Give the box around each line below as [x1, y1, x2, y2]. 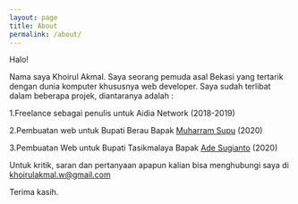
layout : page [9, 13, 58, 22]
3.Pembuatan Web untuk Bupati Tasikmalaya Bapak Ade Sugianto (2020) [9, 142, 278, 153]
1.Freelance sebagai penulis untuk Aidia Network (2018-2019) [9, 108, 235, 119]
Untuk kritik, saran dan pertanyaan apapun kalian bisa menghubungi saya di [9, 160, 289, 171]
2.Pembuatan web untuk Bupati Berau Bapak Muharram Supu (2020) [9, 125, 263, 136]
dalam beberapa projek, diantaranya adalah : [9, 90, 175, 101]
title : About [9, 21, 58, 30]
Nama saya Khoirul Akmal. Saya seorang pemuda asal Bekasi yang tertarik [9, 72, 284, 82]
